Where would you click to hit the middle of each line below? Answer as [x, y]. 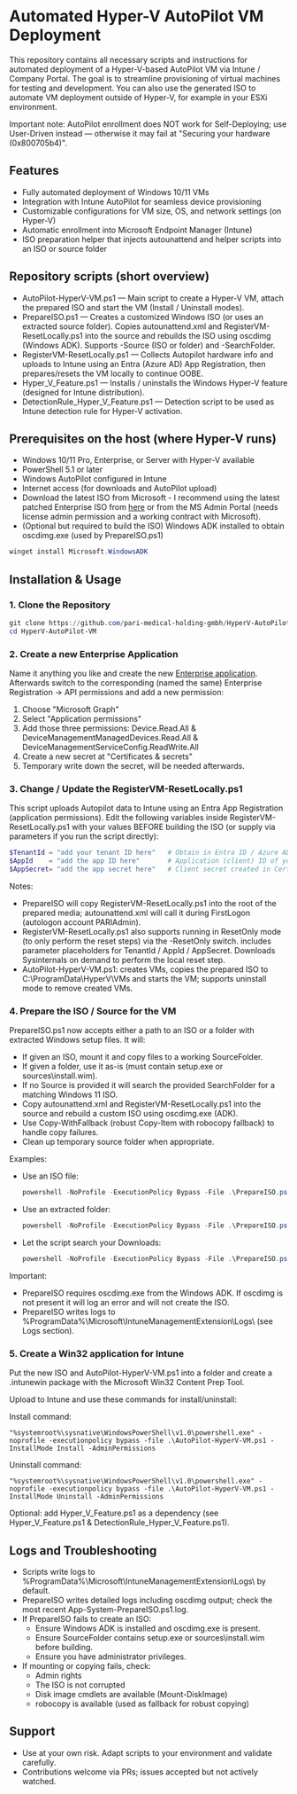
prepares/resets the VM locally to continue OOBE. [113, 373]
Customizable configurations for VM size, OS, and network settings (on [152, 211]
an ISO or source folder [65, 248]
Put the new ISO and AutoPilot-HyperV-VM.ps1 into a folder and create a [141, 1373]
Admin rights [58, 1675]
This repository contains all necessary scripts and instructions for [129, 59]
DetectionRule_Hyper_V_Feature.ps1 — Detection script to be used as [148, 402]
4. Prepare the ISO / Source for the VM [93, 1011]
